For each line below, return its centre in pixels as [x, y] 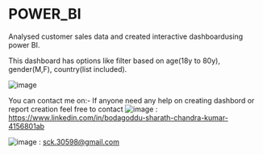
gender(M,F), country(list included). [68, 69]
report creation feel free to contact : [83, 109]
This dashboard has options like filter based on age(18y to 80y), [114, 61]
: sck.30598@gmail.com [79, 141]
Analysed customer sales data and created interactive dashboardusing [126, 36]
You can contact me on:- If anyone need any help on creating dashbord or [131, 100]
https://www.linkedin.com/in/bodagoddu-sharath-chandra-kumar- [118, 117]
